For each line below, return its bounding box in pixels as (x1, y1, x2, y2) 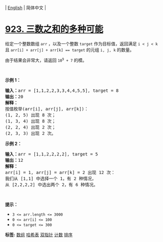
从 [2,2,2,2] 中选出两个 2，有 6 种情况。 (5, 182, 98, 187)
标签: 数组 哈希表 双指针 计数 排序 (5, 232, 73, 238)
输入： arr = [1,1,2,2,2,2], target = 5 (5, 151, 98, 157)
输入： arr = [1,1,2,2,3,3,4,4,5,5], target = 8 (5, 88, 119, 93)
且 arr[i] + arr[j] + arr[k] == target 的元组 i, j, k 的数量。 (5, 46, 135, 53)
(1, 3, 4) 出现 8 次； (5, 118, 56, 124)
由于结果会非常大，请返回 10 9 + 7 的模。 (5, 57, 87, 63)
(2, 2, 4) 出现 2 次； (5, 124, 56, 130)
